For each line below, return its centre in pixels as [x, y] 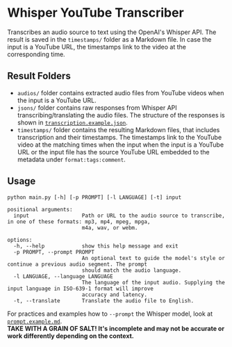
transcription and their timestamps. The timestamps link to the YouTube [119, 137]
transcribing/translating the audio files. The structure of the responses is [121, 115]
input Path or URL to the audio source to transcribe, [119, 216]
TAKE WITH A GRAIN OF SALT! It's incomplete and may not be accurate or [116, 328]
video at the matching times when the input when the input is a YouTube [121, 145]
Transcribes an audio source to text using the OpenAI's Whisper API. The [112, 32]
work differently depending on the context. [71, 336]
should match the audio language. [132, 270]
